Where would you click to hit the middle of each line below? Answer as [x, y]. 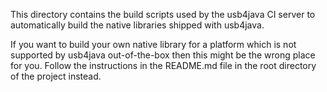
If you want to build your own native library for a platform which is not [153, 44]
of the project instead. [56, 76]
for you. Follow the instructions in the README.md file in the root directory [163, 65]
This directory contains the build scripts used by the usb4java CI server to [163, 14]
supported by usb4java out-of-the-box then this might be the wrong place [163, 55]
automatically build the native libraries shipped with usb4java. [137, 25]
